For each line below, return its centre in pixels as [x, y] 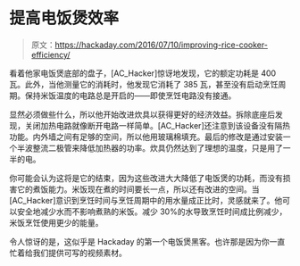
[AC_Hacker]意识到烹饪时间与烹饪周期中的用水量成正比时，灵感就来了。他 [146, 200]
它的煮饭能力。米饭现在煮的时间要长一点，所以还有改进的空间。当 [138, 189]
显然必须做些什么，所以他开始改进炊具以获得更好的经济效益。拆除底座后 [142, 114]
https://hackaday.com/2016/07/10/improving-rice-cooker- [161, 45]
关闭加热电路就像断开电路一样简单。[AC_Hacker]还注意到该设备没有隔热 [157, 125]
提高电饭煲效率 [64, 18]
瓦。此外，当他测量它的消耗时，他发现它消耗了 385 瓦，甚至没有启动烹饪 [144, 84]
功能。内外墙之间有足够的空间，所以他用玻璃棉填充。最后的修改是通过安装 [146, 137]
